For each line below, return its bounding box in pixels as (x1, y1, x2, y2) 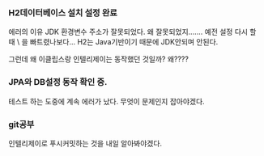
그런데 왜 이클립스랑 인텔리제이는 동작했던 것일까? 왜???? (8, 54, 189, 64)
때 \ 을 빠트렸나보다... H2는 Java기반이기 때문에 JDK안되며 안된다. (8, 37, 219, 47)
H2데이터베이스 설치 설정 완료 (8, 6, 117, 18)
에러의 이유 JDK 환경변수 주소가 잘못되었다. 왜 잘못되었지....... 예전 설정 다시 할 (8, 27, 257, 37)
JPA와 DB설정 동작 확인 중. (8, 77, 108, 88)
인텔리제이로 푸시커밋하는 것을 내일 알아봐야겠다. (8, 138, 163, 148)
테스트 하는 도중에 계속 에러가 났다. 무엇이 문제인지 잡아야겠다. (8, 96, 205, 106)
